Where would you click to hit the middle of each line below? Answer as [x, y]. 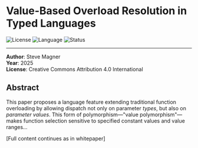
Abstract [23, 88]
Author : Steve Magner [33, 57]
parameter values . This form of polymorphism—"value [72, 114]
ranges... [17, 127]
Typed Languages [51, 23]
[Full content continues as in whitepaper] [56, 138]
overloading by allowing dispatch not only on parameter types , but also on [96, 108]
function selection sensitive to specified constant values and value [104, 121]
